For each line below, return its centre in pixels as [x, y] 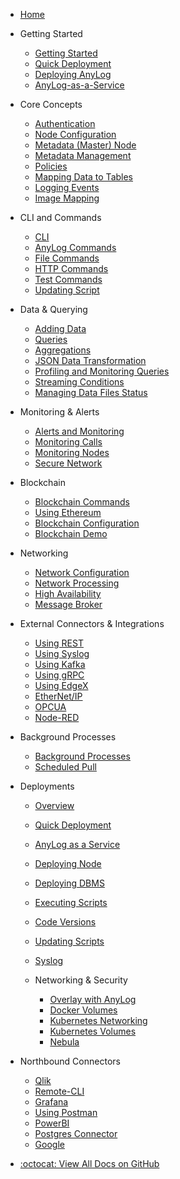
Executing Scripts [71, 902]
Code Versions [65, 922]
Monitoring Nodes [72, 452]
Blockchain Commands [82, 502]
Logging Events [67, 187]
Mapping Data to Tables [84, 177]
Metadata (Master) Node [85, 145]
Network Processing [77, 583]
